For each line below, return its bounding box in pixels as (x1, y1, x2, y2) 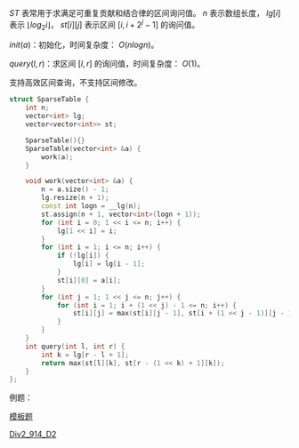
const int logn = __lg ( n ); (41, 202, 141, 211)
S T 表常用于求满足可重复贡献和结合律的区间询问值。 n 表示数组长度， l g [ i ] (9, 8, 281, 18)
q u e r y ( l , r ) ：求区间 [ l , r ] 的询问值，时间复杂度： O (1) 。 (9, 59, 206, 69)
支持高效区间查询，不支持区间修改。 (9, 77, 142, 88)
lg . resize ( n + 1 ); (41, 194, 109, 203)
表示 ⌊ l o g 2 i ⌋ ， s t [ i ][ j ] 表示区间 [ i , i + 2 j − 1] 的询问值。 (9, 18, 200, 32)
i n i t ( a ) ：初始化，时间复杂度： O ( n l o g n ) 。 (9, 39, 159, 51)
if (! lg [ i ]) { (56, 252, 109, 260)
